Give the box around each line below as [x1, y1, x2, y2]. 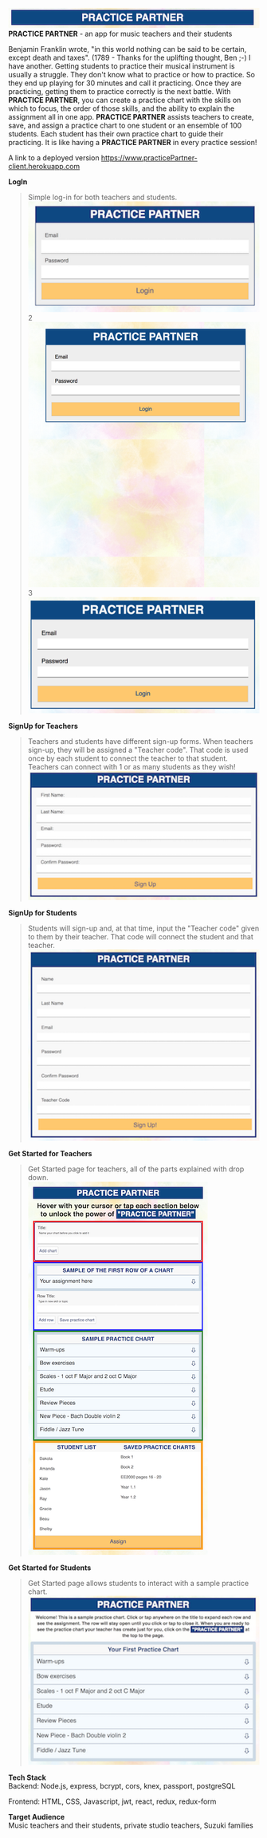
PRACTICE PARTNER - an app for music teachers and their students [8, 29, 233, 38]
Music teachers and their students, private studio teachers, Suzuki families [8, 1820, 253, 1830]
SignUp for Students [8, 907, 77, 917]
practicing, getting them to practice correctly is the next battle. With [8, 86, 231, 96]
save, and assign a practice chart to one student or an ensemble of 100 [8, 120, 242, 130]
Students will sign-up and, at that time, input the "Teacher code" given [27, 923, 260, 933]
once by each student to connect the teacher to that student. [27, 754, 229, 763]
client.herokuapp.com [8, 161, 80, 171]
